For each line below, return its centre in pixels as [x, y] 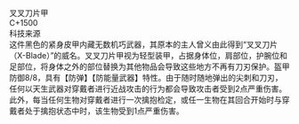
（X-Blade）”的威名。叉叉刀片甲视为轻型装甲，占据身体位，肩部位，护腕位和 [148, 55]
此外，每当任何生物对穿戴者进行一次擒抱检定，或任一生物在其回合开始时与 [145, 100]
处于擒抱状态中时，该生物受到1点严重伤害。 [104, 111]
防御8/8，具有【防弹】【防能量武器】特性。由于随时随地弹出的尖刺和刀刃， [146, 77]
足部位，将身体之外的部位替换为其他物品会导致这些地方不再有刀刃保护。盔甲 [149, 66]
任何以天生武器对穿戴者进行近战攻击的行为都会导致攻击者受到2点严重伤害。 [148, 89]
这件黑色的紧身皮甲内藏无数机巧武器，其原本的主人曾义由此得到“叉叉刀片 [144, 44]
